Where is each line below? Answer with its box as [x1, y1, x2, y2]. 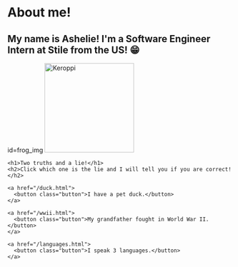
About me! [7, 4, 71, 21]
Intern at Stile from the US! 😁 [7, 44, 140, 56]
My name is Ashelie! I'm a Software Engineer [7, 33, 211, 45]
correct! [205, 166, 232, 173]
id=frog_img [7, 146, 44, 154]
